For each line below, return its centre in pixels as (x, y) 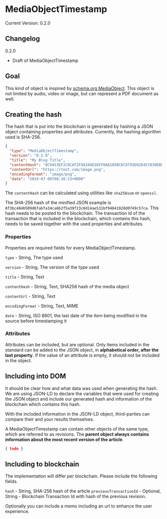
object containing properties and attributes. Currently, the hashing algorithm (83, 132)
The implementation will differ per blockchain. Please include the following (81, 476)
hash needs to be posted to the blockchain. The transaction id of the (75, 213)
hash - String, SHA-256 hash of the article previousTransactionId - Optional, (83, 491)
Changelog (23, 39)
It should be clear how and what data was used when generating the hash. (82, 388)
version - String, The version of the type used (52, 267)
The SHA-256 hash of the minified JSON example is (58, 203)
